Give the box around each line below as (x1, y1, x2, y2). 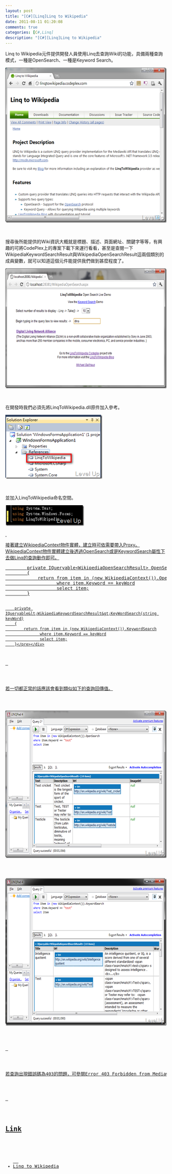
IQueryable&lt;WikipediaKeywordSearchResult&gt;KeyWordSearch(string (5, 611, 157, 616)
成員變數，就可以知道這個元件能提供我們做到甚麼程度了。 (5, 258, 126, 264)
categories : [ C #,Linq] (5, 30, 54, 35)
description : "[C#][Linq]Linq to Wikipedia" (5, 35, 102, 41)
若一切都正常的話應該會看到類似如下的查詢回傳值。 (5, 686, 113, 691)
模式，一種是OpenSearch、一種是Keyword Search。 (5, 57, 116, 63)
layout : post (5, 8, 33, 13)
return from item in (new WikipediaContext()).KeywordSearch (24, 626, 157, 631)
